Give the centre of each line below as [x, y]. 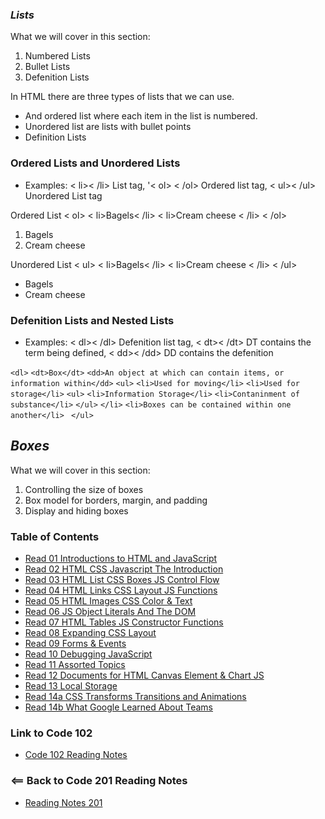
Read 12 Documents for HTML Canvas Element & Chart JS [144, 675]
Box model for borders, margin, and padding [116, 500]
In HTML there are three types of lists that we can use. [122, 97]
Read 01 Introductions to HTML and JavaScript [121, 558]
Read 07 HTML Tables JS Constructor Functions [124, 622]
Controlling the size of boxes [84, 489]
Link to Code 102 [51, 733]
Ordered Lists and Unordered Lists [95, 163]
